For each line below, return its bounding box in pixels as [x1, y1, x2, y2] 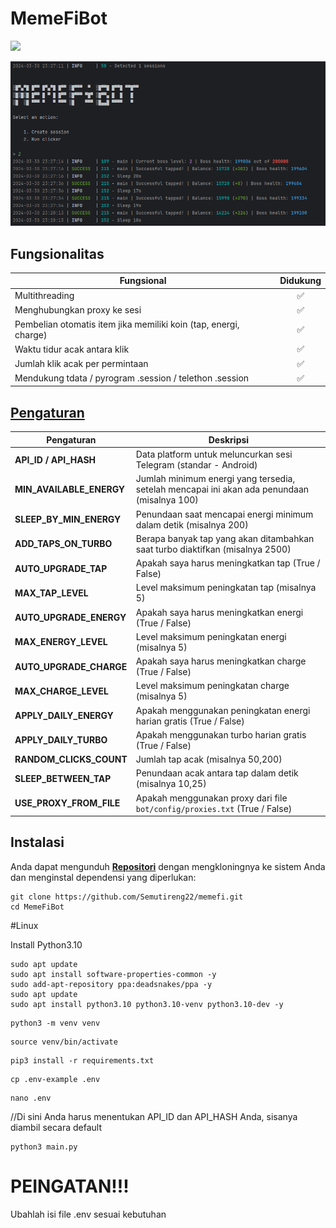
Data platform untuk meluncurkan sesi [135, 448, 293, 461]
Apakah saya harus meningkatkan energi [135, 606, 304, 618]
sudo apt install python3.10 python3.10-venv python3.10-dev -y [10, 999, 284, 1009]
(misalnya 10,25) [135, 778, 207, 790]
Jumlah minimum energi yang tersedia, [135, 473, 296, 485]
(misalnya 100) [135, 494, 199, 506]
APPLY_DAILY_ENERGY [14, 710, 114, 722]
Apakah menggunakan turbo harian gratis [135, 728, 307, 741]
